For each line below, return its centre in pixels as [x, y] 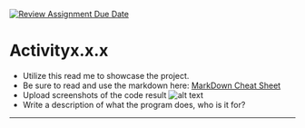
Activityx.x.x [59, 51]
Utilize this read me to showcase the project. [106, 75]
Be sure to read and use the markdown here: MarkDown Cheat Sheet [152, 85]
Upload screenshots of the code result [94, 94]
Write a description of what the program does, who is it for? [134, 104]
